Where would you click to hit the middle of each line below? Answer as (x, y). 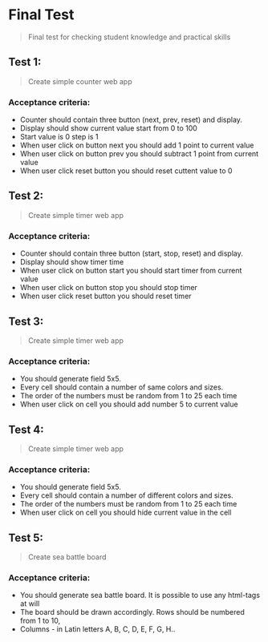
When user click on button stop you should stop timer (109, 288)
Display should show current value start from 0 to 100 (109, 128)
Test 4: (26, 429)
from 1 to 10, (40, 621)
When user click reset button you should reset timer (106, 296)
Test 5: (26, 537)
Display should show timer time (72, 262)
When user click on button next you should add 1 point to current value (137, 145)
